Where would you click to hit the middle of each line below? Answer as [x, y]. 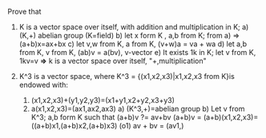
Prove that [24, 12]
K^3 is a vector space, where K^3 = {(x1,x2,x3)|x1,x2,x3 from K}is [127, 76]
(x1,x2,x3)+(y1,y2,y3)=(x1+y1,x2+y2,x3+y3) [103, 100]
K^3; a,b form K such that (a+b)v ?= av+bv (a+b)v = [116, 117]
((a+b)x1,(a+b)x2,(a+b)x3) [74, 126]
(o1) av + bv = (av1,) [151, 126]
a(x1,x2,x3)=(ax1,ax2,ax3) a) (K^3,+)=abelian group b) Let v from [138, 108]
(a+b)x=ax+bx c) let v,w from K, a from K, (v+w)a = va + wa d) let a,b [133, 44]
